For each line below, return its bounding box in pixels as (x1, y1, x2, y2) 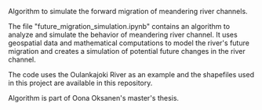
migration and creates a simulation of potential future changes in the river (8, 47, 246, 55)
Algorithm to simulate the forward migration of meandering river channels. (8, 7, 249, 16)
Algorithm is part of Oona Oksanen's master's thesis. (8, 94, 179, 102)
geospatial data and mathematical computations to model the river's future (8, 38, 249, 48)
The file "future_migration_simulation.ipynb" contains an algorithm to (8, 22, 230, 30)
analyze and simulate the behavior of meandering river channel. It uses (8, 30, 238, 39)
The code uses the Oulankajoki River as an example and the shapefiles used (8, 70, 255, 79)
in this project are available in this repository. (8, 78, 153, 87)
